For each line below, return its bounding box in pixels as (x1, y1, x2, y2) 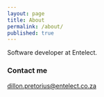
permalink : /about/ (7, 23, 64, 30)
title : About (7, 17, 45, 24)
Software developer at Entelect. (7, 48, 98, 57)
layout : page (7, 10, 45, 17)
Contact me (7, 66, 48, 76)
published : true (7, 29, 54, 37)
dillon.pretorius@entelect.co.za (7, 81, 97, 90)
